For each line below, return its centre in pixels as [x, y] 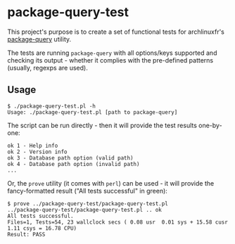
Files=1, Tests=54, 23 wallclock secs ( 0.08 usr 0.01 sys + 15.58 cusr [118, 222]
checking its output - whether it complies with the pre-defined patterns [110, 60]
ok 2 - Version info [38, 152]
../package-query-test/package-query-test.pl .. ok [84, 210]
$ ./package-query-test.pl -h [52, 106]
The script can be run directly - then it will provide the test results [102, 125]
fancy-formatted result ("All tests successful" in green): [87, 191]
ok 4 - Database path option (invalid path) [74, 164]
